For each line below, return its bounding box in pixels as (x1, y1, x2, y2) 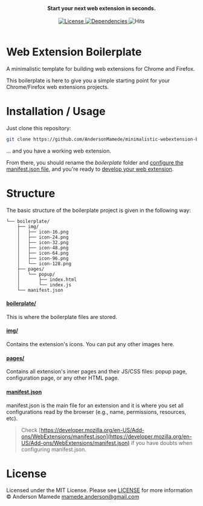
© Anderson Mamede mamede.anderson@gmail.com (6, 493, 140, 501)
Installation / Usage (6, 105, 106, 119)
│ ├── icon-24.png (17, 234, 69, 240)
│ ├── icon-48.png (17, 245, 69, 251)
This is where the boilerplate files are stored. (6, 313, 117, 320)
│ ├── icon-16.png (17, 229, 69, 235)
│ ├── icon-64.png (17, 250, 69, 256)
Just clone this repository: (6, 124, 71, 131)
